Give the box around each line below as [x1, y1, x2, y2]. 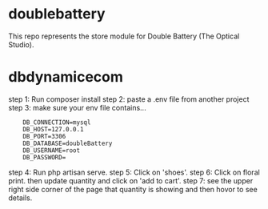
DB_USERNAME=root [22, 146, 81, 155]
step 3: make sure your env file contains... [8, 102, 146, 112]
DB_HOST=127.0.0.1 [22, 125, 84, 133]
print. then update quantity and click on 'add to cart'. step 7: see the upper [8, 175, 254, 185]
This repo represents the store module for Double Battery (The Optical [8, 31, 240, 41]
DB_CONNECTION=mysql [22, 118, 91, 127]
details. [8, 193, 33, 203]
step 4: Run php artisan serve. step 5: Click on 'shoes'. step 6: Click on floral [8, 167, 260, 177]
